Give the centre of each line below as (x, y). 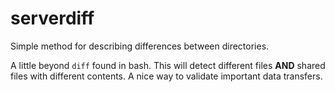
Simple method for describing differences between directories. (140, 46)
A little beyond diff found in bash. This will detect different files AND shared (168, 65)
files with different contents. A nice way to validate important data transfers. (166, 76)
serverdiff (52, 18)
